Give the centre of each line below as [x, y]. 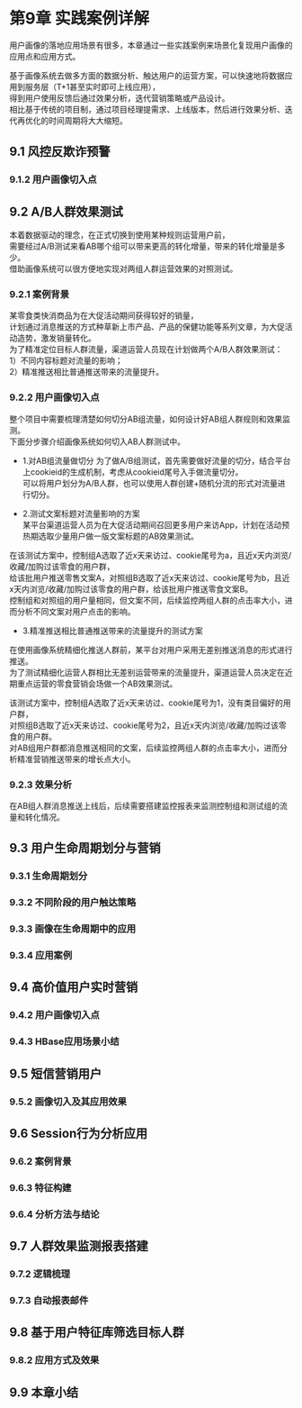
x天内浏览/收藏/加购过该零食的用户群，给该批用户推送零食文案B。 [131, 589]
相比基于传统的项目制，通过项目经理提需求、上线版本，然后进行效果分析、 [147, 109]
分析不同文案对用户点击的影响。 [76, 611]
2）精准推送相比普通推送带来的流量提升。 [87, 372]
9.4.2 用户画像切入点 [55, 1015]
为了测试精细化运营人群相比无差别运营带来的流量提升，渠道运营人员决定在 [147, 672]
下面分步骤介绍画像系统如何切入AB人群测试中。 [98, 441]
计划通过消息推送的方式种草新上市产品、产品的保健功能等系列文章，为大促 [147, 327]
